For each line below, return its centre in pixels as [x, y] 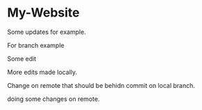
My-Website [43, 13]
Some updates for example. [47, 32]
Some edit [22, 58]
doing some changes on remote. [53, 99]
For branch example [36, 45]
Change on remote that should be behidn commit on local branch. [101, 85]
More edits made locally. [42, 72]
